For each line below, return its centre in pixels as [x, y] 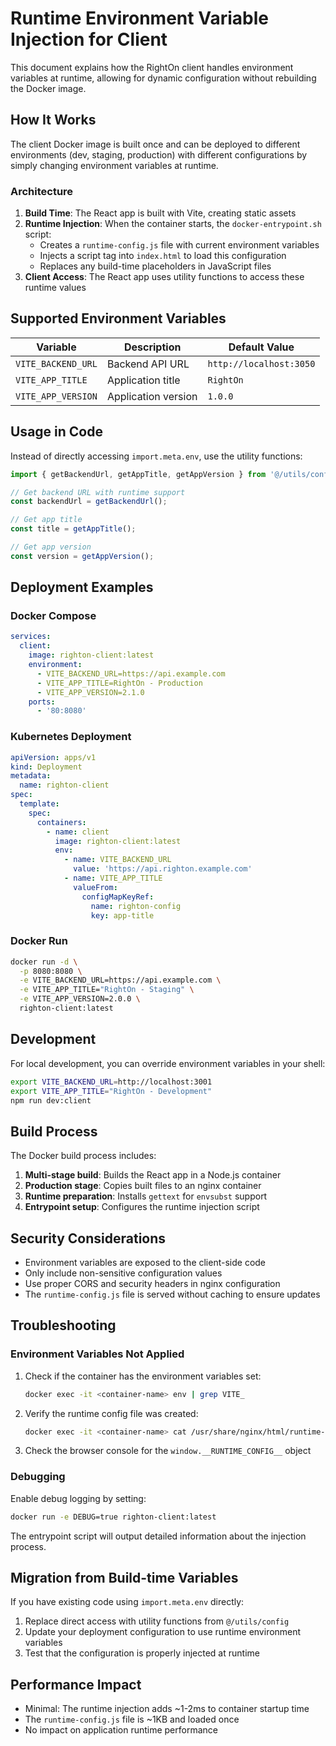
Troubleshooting [63, 1325]
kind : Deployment [46, 767]
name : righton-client [64, 785]
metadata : [31, 776]
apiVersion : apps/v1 [53, 757]
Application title [143, 380]
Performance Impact [76, 1684]
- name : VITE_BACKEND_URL [117, 860]
